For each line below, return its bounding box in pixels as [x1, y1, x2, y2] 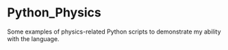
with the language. [7, 34, 60, 42]
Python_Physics [7, 5, 101, 21]
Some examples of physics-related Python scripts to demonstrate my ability [7, 27, 221, 36]
